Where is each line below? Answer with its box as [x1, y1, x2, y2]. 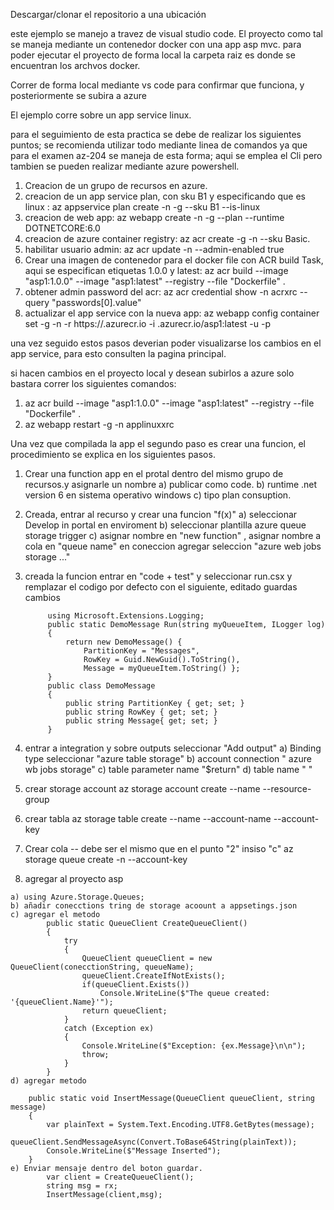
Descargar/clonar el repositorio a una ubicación [10, 9, 207, 20]
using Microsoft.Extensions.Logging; [47, 611, 205, 621]
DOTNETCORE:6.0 [24, 222, 101, 234]
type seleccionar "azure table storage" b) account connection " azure [24, 753, 312, 764]
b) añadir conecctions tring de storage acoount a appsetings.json [10, 901, 298, 911]
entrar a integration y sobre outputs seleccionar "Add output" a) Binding [24, 742, 322, 754]
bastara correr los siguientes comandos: [10, 378, 177, 389]
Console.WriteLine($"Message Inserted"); [46, 1146, 222, 1156]
